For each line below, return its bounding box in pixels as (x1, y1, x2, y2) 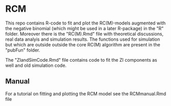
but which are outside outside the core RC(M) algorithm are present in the (5, 41, 161, 47)
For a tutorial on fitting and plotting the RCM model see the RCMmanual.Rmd (5, 90, 166, 97)
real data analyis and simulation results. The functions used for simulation (5, 36, 160, 42)
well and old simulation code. (5, 62, 67, 68)
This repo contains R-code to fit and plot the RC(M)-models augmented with (5, 20, 166, 26)
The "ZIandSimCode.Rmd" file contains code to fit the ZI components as (5, 57, 157, 63)
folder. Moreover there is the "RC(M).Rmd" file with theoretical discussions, (5, 31, 164, 37)
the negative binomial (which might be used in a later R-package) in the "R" (5, 25, 164, 31)
